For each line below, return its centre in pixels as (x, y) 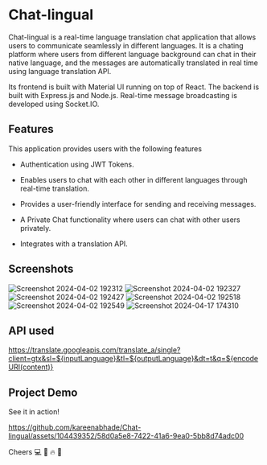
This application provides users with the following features (105, 148)
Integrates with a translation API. (74, 244)
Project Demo (43, 392)
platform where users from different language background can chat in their (132, 54)
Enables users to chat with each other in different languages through (133, 179)
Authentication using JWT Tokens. (77, 164)
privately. (35, 228)
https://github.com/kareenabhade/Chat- (75, 427)
